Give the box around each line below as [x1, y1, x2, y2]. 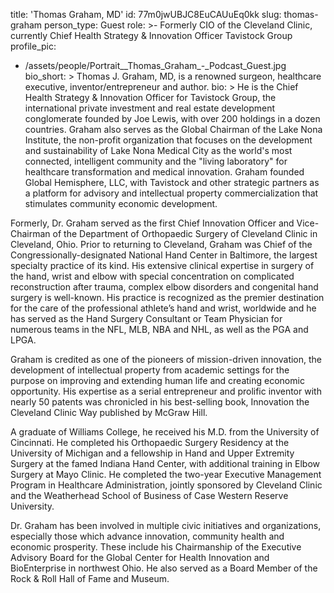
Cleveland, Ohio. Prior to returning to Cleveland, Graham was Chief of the [10, 239, 313, 250]
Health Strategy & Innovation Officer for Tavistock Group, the [24, 92, 277, 103]
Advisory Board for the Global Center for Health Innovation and [10, 552, 270, 563]
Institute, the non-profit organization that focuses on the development [24, 134, 313, 146]
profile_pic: [10, 40, 57, 52]
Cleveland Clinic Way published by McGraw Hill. [10, 407, 208, 418]
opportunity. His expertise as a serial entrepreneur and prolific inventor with [10, 385, 322, 397]
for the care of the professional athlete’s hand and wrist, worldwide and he [10, 302, 317, 314]
